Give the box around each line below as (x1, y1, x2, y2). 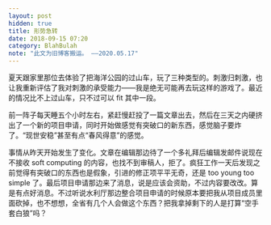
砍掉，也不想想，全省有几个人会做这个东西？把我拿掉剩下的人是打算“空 (15, 198, 252, 207)
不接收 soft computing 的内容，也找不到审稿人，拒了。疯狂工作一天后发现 (8, 158, 254, 167)
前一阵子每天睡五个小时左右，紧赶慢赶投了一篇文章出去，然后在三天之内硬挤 (8, 110, 263, 120)
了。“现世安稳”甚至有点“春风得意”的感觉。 (8, 130, 148, 140)
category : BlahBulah (8, 42, 78, 50)
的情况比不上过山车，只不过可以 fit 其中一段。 (8, 93, 161, 102)
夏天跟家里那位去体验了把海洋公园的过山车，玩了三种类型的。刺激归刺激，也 (8, 73, 263, 82)
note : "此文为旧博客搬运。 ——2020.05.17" (8, 49, 139, 57)
